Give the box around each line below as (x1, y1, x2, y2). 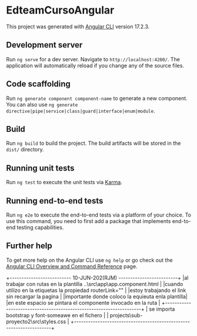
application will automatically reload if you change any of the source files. (6, 62, 184, 69)
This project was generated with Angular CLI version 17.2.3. (6, 23, 150, 30)
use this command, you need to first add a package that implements (6, 218, 171, 224)
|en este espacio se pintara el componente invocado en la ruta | (6, 299, 161, 306)
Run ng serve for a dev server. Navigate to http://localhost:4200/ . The (6, 55, 181, 62)
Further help (6, 241, 53, 251)
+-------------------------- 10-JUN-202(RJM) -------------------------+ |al (6, 274, 189, 281)
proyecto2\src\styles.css (6, 318, 66, 325)
